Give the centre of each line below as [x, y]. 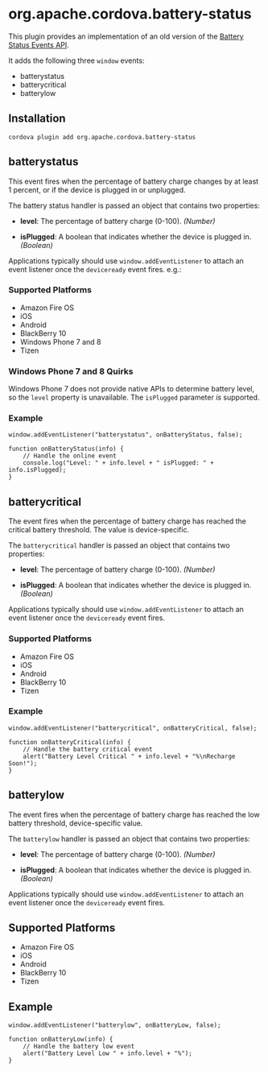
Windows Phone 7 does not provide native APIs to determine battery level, [132, 389]
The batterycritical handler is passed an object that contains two [120, 545]
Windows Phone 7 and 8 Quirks [71, 371]
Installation [37, 119]
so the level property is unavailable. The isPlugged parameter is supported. [134, 397]
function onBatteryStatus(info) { [66, 449]
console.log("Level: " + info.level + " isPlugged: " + [119, 463]
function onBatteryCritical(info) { [70, 742]
